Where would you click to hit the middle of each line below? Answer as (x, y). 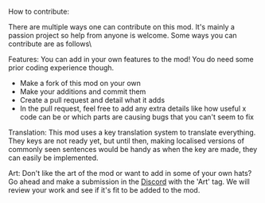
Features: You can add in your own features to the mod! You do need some (131, 59)
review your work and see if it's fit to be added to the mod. (104, 190)
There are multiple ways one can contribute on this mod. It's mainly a (121, 27)
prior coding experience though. (61, 68)
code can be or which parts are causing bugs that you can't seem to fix (137, 117)
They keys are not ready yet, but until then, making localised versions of (127, 141)
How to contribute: (39, 12)
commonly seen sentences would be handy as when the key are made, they (133, 149)
